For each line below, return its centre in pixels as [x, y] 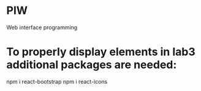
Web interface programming [42, 27]
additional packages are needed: [92, 65]
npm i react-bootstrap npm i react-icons [57, 81]
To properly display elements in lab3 [101, 52]
